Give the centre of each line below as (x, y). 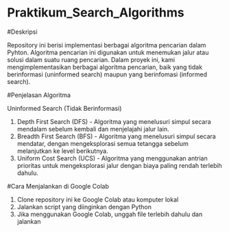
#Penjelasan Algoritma (39, 95)
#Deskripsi (22, 32)
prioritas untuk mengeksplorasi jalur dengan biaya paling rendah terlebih (120, 165)
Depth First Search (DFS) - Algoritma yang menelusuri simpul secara (114, 121)
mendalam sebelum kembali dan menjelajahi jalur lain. (93, 129)
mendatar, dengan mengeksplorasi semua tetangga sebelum (103, 143)
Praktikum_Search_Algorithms (96, 13)
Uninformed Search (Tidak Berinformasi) (64, 108)
